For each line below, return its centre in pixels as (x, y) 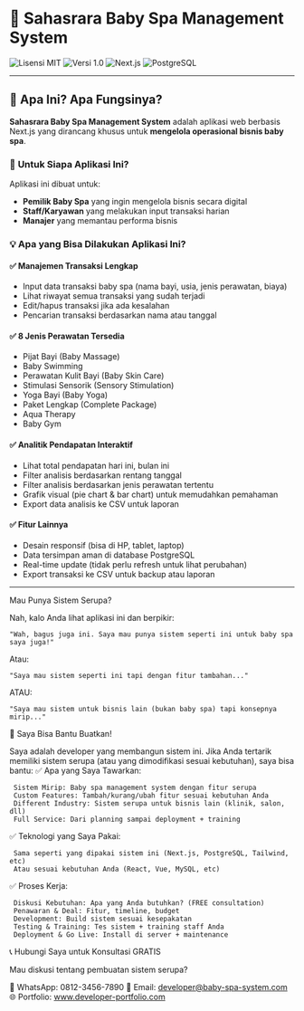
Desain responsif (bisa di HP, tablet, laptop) (103, 545)
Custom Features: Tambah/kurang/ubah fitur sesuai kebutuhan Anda (141, 796)
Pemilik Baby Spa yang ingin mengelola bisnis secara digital (135, 202)
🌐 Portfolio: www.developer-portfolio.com (87, 997)
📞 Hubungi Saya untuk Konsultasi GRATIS (85, 951)
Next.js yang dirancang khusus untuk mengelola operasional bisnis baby (147, 131)
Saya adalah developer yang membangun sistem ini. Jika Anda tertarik (141, 751)
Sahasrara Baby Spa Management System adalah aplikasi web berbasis (145, 121)
